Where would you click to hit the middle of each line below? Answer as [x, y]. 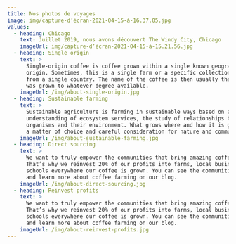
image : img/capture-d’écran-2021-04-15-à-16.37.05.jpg [89, 20]
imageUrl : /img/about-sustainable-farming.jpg [89, 138]
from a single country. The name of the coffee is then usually [122, 79]
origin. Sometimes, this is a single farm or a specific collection [128, 72]
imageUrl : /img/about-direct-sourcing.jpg [83, 184]
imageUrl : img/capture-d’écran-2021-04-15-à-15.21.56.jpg [106, 46]
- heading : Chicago [42, 33]
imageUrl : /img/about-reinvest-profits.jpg [85, 229]
